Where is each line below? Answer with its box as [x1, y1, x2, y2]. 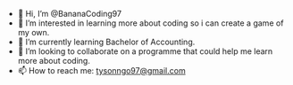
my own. [17, 27, 50, 37]
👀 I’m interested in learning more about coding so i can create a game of [17, 18, 284, 28]
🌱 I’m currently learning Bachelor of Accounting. [17, 36, 196, 47]
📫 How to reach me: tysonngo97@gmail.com [17, 66, 186, 75]
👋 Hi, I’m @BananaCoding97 [17, 9, 122, 19]
